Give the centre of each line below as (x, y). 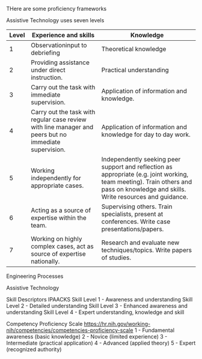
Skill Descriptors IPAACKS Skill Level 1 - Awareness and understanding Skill (99, 299)
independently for (56, 178)
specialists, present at (132, 214)
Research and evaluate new (140, 243)
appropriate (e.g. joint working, (145, 174)
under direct (48, 70)
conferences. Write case (136, 222)
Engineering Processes (35, 276)
